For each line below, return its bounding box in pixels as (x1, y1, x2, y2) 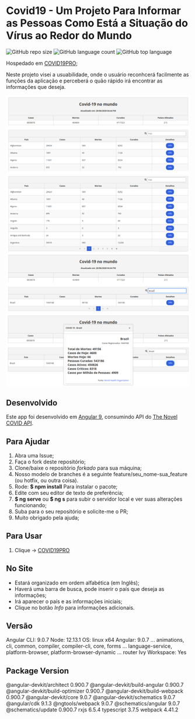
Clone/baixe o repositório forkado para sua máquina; (14, 465, 142, 472)
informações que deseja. (6, 83, 66, 90)
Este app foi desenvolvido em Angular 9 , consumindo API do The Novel (6, 414, 178, 421)
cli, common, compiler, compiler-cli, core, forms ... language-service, (6, 642, 172, 650)
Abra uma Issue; (14, 452, 54, 459)
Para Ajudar (6, 436, 50, 446)
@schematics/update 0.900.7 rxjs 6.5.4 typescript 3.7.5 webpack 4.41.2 (6, 706, 179, 713)
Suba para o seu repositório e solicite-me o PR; (14, 508, 128, 515)
